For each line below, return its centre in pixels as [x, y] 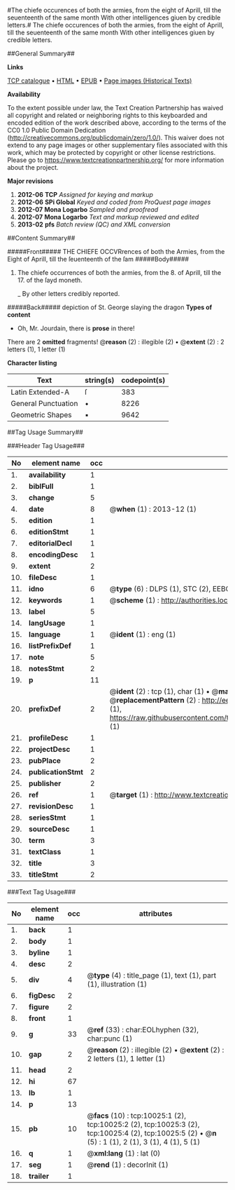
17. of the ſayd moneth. [50, 280]
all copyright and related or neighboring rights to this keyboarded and [107, 115]
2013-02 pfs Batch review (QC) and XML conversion [94, 224]
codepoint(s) [143, 380]
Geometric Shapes [41, 415]
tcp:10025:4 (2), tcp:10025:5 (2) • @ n [152, 1133]
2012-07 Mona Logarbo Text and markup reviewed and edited [108, 217]
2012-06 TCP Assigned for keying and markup [85, 195]
